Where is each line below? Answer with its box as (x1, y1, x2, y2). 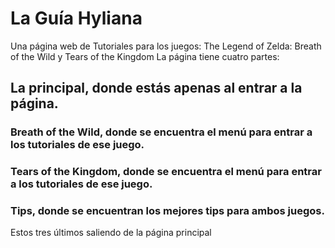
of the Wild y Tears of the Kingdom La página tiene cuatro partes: (10, 50, 280, 62)
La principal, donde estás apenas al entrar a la (10, 80, 303, 97)
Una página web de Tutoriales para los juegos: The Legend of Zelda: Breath (10, 40, 322, 52)
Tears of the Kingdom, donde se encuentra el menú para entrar (10, 165, 322, 179)
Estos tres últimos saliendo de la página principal (10, 227, 212, 239)
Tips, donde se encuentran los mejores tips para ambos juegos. (10, 204, 325, 218)
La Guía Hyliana (10, 7, 143, 30)
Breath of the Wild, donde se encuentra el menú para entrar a (10, 125, 313, 139)
